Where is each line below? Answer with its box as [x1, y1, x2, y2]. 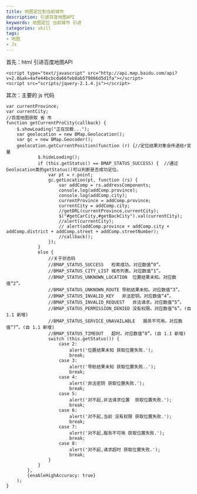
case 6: [58, 407, 78, 413]
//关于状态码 [48, 255, 76, 261]
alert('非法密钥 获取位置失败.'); [69, 380, 145, 386]
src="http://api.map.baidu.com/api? [87, 70, 178, 76]
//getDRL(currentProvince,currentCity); [58, 208, 159, 214]
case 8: [58, 440, 78, 446]
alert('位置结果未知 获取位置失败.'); [69, 347, 154, 353]
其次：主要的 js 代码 [6, 91, 55, 98]
